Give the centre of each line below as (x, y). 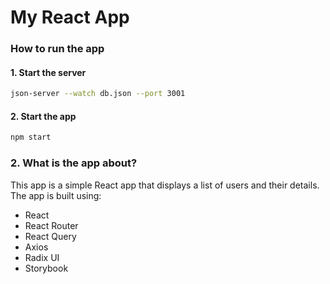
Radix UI (42, 257)
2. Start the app (43, 116)
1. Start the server (48, 72)
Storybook (46, 268)
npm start (31, 137)
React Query (50, 236)
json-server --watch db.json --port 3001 (98, 94)
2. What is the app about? (74, 163)
